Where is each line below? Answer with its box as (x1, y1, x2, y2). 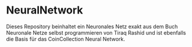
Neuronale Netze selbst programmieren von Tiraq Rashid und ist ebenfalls (6, 29, 186, 36)
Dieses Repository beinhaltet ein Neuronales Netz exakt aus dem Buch (6, 23, 178, 30)
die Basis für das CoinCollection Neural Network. (6, 35, 125, 42)
